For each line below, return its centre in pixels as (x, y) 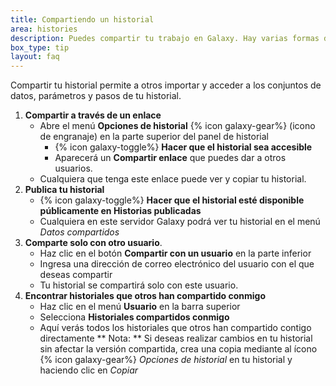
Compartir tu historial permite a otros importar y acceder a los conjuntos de (166, 85)
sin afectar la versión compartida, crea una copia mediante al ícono (178, 349)
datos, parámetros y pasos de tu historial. (96, 96)
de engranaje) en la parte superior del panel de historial (154, 137)
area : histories (44, 29)
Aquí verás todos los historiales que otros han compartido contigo (175, 328)
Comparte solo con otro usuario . (93, 243)
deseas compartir (76, 275)
